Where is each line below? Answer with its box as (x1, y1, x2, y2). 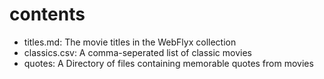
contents (9, 3, 86, 26)
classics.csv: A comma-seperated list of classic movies (23, 46, 252, 58)
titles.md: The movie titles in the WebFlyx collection (23, 36, 237, 48)
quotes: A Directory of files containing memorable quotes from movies (23, 57, 314, 69)
